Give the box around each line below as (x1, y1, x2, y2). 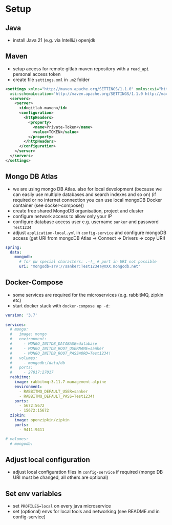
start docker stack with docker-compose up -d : (12, 302, 110, 308)
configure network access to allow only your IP (12, 213, 112, 219)
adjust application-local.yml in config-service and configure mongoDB (12, 229, 166, 236)
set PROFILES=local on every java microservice (12, 503, 111, 509)
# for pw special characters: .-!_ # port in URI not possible (18, 259, 157, 264)
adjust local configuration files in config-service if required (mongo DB (12, 469, 163, 475)
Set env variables (5, 489, 62, 498)
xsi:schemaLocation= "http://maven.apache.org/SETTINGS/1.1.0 (10, 91, 143, 96)
